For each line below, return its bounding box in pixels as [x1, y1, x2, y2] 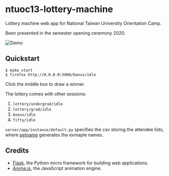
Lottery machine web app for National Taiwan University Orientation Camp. [5, 20, 162, 26]
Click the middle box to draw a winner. [5, 81, 85, 87]
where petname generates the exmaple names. [5, 132, 104, 138]
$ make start [5, 68, 33, 73]
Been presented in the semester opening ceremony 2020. [5, 30, 126, 36]
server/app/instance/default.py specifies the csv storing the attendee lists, [5, 126, 164, 132]
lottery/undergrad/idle [12, 101, 63, 106]
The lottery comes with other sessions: [5, 91, 87, 97]
